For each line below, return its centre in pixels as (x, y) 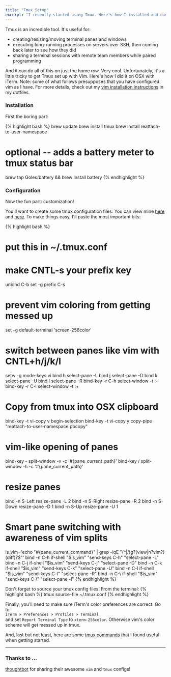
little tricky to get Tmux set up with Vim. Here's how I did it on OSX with (80, 76)
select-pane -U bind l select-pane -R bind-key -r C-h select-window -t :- (82, 381)
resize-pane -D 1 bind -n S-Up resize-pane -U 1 (68, 506)
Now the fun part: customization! (40, 202)
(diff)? (12, 557)
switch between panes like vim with (82, 350)
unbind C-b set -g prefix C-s (35, 285)
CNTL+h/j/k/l (33, 361)
